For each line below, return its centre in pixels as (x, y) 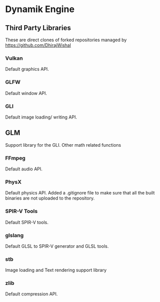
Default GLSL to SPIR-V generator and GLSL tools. (57, 246)
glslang (15, 235)
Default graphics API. (27, 69)
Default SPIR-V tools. (27, 222)
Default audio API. (24, 169)
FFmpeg (16, 158)
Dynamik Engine (40, 9)
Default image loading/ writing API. (41, 117)
